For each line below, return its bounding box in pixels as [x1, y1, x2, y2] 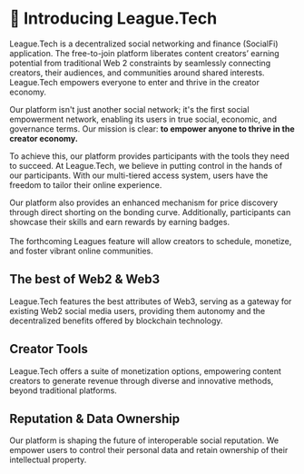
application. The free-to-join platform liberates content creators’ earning [9, 47, 279, 58]
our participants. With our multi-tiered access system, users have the [9, 170, 269, 181]
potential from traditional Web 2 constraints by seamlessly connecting [9, 57, 271, 68]
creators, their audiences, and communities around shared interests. [9, 67, 265, 78]
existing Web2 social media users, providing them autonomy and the [9, 305, 266, 316]
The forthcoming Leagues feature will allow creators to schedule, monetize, [9, 235, 292, 246]
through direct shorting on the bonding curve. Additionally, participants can [9, 206, 291, 217]
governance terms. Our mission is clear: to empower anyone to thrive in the [9, 123, 295, 134]
